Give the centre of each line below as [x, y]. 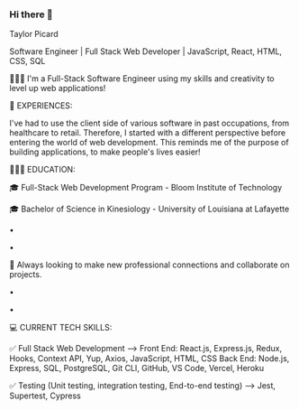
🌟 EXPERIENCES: [41, 106]
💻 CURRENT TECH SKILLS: [61, 328]
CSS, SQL [27, 61]
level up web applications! [58, 89]
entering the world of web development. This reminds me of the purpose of [149, 143]
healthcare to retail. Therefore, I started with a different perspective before [148, 133]
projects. [26, 275]
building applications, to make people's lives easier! [105, 152]
